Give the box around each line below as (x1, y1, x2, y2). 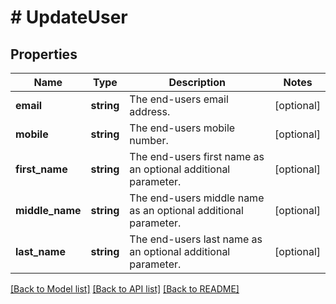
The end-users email (129, 92, 229, 106)
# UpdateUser (10, 6, 128, 29)
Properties (10, 46, 78, 63)
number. (129, 134, 169, 147)
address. (129, 105, 171, 118)
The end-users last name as (129, 232, 263, 246)
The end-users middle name (129, 191, 265, 205)
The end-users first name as (129, 150, 265, 163)
